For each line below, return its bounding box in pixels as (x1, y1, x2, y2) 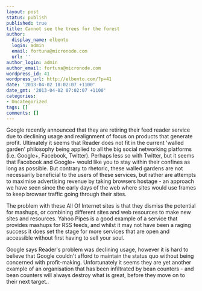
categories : (6, 93, 36, 99)
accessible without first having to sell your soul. (6, 234, 125, 241)
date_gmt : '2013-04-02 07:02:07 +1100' (6, 88, 107, 94)
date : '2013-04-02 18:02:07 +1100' (6, 82, 96, 88)
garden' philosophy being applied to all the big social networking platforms (6, 145, 192, 153)
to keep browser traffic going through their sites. (6, 191, 127, 198)
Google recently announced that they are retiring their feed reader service (6, 126, 191, 133)
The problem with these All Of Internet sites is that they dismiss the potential (6, 202, 196, 209)
